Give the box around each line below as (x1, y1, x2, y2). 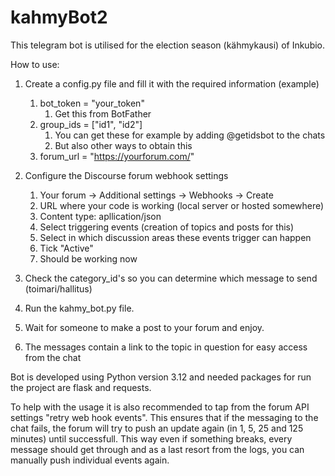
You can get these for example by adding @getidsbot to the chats (54, 129, 326, 141)
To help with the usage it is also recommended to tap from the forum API (10, 401, 310, 413)
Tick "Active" (39, 242, 94, 254)
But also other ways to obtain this (54, 139, 193, 151)
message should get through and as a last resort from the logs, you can (10, 443, 305, 455)
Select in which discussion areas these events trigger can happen (39, 231, 312, 243)
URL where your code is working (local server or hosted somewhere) (39, 199, 325, 211)
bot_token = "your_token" (39, 97, 145, 109)
